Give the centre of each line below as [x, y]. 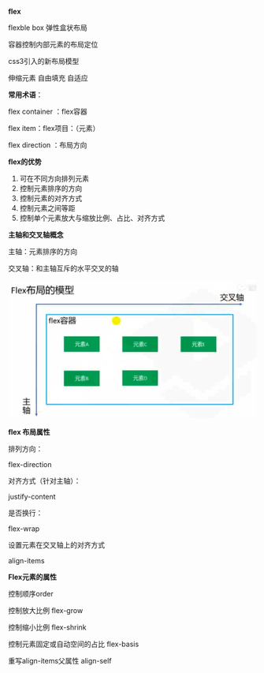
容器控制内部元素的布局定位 [53, 44]
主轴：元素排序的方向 [43, 251]
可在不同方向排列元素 [54, 178]
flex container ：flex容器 [48, 111]
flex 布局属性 [29, 432]
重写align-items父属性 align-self [60, 661]
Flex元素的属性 [33, 577]
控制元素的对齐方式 [51, 198]
